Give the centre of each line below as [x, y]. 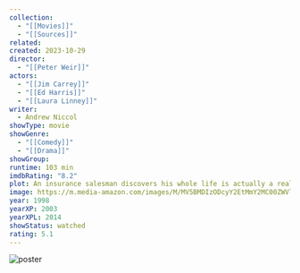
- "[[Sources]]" [47, 34]
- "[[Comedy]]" [46, 142]
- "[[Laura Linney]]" [58, 101]
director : [28, 59]
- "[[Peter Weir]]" [54, 68]
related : [25, 43]
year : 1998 [29, 201]
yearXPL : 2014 [36, 217]
